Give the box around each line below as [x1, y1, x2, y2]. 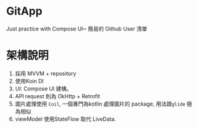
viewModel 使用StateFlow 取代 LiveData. [14, 115, 117, 123]
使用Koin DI [14, 77, 44, 84]
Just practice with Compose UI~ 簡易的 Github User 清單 [6, 25, 147, 32]
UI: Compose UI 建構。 [14, 85, 72, 92]
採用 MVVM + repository [14, 70, 77, 77]
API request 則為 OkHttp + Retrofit [14, 92, 101, 99]
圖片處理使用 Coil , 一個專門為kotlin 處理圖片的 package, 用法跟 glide [14, 100, 186, 107]
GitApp [6, 4, 43, 18]
